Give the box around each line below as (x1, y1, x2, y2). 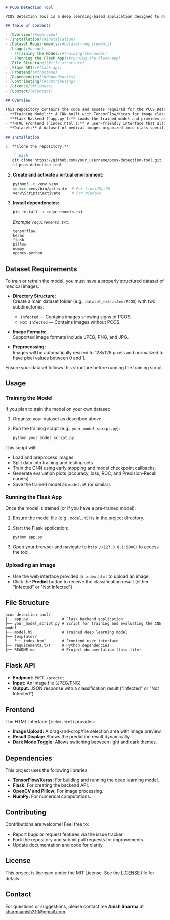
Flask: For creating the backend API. (12, 782, 90, 788)
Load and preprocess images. (12, 454, 75, 460)
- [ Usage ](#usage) (5, 46, 44, 52)
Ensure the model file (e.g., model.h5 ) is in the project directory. (12, 515, 145, 521)
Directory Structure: (12, 293, 57, 299)
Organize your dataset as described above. (12, 415, 103, 422)
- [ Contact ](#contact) (5, 89, 53, 94)
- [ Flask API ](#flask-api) (5, 65, 62, 70)
